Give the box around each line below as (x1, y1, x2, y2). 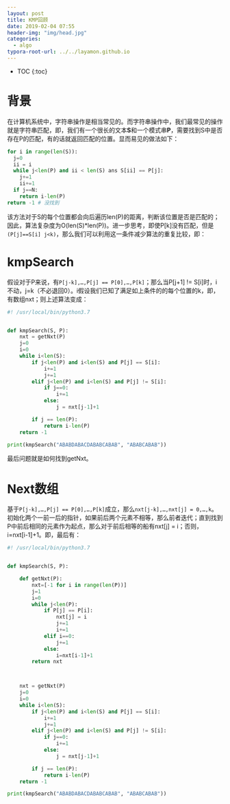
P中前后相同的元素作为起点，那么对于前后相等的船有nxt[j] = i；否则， (7, 522, 203, 531)
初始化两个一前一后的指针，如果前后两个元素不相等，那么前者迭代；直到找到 (7, 514, 223, 522)
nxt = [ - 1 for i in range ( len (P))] (31, 582, 127, 588)
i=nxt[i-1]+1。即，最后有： (7, 531, 81, 539)
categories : (7, 36, 41, 43)
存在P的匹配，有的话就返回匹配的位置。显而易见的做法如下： (7, 135, 179, 143)
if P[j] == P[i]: (43, 607, 94, 615)
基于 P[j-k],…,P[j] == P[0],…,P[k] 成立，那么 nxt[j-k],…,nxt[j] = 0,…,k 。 (7, 505, 218, 514)
